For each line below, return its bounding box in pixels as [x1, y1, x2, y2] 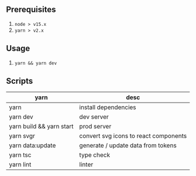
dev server [79, 113, 109, 121]
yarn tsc [9, 151, 32, 159]
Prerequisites [6, 5, 56, 15]
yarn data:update [9, 141, 56, 150]
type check [79, 151, 110, 159]
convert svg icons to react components [79, 132, 187, 140]
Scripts [6, 76, 33, 86]
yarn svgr [9, 132, 35, 140]
